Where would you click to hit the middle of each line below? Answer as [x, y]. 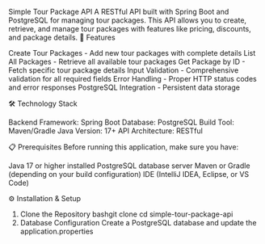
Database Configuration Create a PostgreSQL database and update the [138, 223]
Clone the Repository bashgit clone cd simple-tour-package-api [126, 214]
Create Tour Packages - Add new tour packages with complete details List [132, 53]
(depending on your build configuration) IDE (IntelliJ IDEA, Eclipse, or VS [129, 174]
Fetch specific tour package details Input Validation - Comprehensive [124, 70]
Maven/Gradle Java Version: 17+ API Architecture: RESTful [106, 131]
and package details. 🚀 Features [62, 37]
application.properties [57, 231]
